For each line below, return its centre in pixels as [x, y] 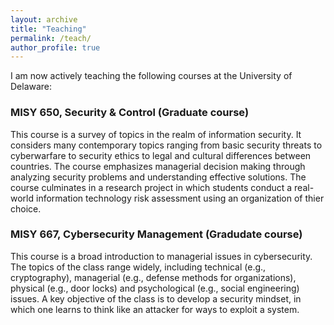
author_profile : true [55, 47]
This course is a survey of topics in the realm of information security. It [156, 134]
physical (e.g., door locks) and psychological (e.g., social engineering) [155, 288]
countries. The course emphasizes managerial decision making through [158, 166]
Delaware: [31, 87]
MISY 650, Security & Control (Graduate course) [130, 113]
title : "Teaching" [48, 29]
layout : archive [44, 19]
